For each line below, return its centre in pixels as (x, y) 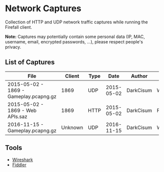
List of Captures (30, 62)
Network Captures (43, 9)
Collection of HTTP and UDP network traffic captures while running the (76, 22)
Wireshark (22, 159)
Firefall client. (19, 27)
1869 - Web (22, 110)
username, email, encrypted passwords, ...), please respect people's (74, 41)
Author (139, 76)
